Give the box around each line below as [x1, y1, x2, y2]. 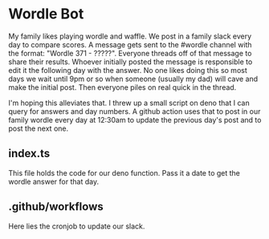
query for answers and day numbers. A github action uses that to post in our [8, 106, 261, 116]
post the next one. [8, 124, 69, 133]
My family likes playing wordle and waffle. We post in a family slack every [8, 31, 252, 41]
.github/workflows [8, 200, 104, 213]
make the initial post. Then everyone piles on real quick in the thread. [8, 82, 237, 92]
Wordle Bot [8, 5, 84, 23]
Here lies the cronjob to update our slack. [8, 221, 145, 231]
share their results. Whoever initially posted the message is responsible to [8, 57, 253, 67]
